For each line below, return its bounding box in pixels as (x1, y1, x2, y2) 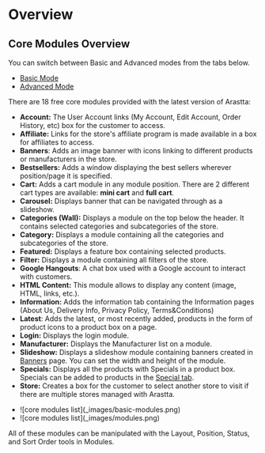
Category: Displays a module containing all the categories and (19, 230, 224, 239)
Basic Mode (19, 74, 59, 82)
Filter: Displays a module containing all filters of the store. (19, 255, 209, 264)
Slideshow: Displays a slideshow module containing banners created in (19, 348, 253, 357)
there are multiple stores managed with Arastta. (19, 390, 176, 398)
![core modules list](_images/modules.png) (19, 413, 161, 422)
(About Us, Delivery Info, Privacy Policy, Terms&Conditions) (19, 306, 214, 315)
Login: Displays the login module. (19, 330, 130, 340)
